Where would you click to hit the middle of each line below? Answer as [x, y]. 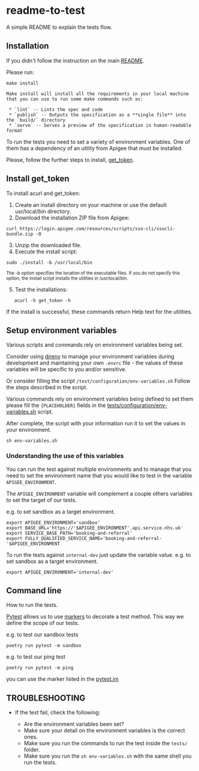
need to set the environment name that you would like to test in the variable [99, 475]
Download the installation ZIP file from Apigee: [72, 218]
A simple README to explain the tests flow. [59, 27]
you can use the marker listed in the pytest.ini [62, 679]
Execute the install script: [46, 251]
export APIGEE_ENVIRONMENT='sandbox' [53, 523]
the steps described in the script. [47, 387]
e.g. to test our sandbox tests [43, 634]
